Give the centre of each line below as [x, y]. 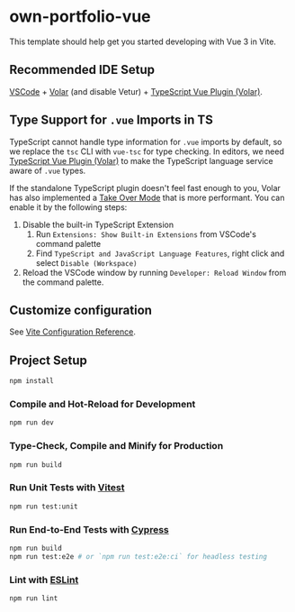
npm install [31, 381]
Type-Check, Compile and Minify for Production [116, 446]
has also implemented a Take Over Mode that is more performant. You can [147, 197]
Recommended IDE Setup [82, 70]
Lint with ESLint [44, 580]
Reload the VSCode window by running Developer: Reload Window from [154, 272]
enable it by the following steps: [68, 207]
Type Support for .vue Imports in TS [111, 120]
